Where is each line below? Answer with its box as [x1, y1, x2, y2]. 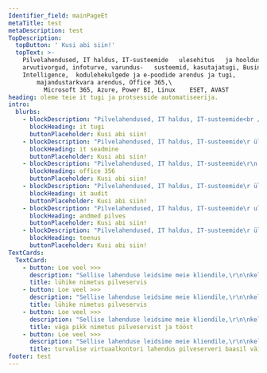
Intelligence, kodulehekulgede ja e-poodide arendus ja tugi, [22, 71, 237, 79]
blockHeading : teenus [29, 234, 102, 242]
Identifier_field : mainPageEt [8, 11, 109, 20]
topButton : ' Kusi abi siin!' [15, 41, 115, 49]
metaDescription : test [8, 26, 83, 34]
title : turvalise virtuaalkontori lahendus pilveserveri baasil [29, 345, 247, 353]
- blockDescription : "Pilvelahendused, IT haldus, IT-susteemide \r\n [22, 160, 258, 168]
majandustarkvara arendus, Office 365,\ [37, 78, 172, 86]
